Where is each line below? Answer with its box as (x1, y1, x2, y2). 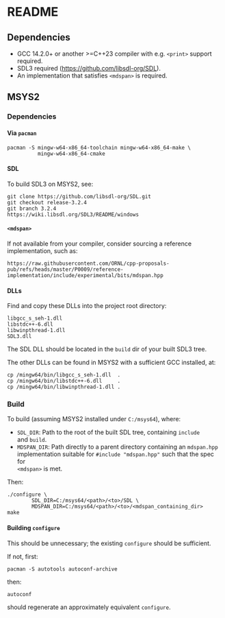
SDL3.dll (7, 333, 32, 340)
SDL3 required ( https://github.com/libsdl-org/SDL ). (16, 64, 161, 72)
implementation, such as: (7, 246, 78, 254)
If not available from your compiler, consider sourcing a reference (7, 239, 192, 248)
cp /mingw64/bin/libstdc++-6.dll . (7, 378, 121, 385)
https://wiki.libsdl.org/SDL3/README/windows (7, 211, 139, 218)
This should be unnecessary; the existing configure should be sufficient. (7, 539, 211, 547)
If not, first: (7, 552, 38, 560)
